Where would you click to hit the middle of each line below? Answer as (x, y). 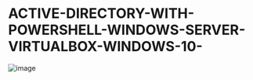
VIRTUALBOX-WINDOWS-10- (105, 47)
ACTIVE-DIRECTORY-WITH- (101, 14)
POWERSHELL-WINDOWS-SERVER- (127, 30)
